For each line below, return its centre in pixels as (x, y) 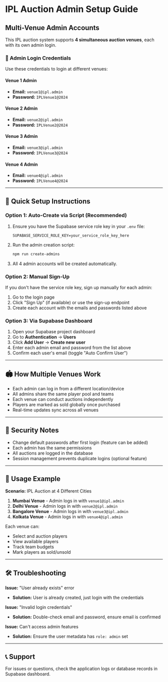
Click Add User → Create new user (49, 342)
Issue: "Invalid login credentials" (39, 607)
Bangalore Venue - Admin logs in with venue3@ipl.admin (70, 511)
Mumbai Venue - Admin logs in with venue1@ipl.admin (68, 501)
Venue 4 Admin (22, 164)
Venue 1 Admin (21, 80)
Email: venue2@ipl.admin (37, 119)
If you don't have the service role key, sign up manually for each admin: (79, 287)
